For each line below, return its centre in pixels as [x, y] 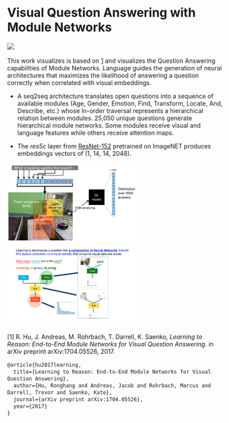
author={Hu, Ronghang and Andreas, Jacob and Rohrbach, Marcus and [112, 386]
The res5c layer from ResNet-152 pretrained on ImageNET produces [114, 146]
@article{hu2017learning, [44, 365]
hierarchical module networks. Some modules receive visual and [109, 125]
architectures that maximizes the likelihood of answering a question [103, 75]
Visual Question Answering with [101, 13]
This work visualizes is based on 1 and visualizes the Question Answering [111, 61]
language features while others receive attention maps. [96, 132]
